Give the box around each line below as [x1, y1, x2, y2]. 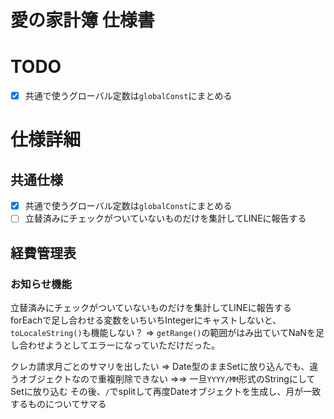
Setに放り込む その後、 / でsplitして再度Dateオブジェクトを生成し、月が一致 [10, 386, 322, 397]
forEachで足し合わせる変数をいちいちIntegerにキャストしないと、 [10, 314, 282, 326]
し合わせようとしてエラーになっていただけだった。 [10, 339, 220, 351]
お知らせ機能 [10, 277, 72, 291]
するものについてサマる [10, 398, 107, 410]
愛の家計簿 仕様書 [10, 9, 155, 32]
